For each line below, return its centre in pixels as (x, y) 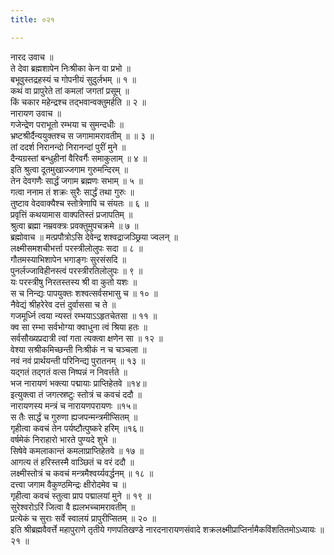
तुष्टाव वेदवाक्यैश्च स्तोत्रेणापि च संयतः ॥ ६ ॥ (79, 203)
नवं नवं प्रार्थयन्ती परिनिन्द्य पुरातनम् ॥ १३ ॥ (78, 360)
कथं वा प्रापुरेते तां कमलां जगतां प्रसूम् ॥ (70, 90)
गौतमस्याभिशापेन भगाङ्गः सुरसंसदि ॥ (68, 259)
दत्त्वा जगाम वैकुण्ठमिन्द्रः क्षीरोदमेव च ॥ (68, 484)
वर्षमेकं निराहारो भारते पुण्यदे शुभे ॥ (63, 439)
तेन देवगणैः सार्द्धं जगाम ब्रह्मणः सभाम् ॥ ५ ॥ (76, 180)
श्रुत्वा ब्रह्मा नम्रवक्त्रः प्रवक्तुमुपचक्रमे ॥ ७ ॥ (74, 225)
